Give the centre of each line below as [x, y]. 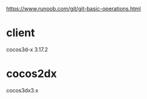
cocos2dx [31, 74]
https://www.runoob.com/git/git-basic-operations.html [73, 9]
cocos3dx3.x [22, 90]
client [21, 33]
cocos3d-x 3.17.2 [27, 49]
